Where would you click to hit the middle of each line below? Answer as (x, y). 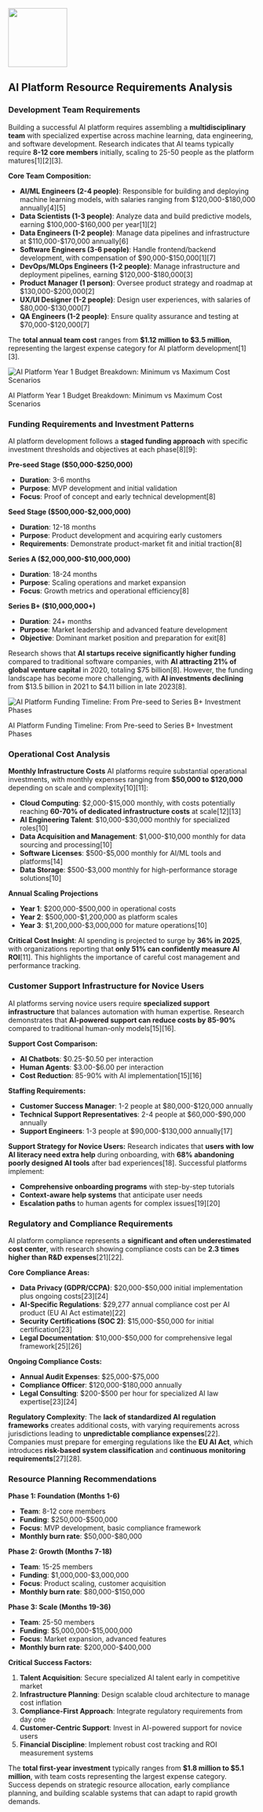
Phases (20, 733)
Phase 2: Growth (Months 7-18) (60, 1552)
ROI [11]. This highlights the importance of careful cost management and (124, 957)
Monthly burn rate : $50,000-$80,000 (81, 1536)
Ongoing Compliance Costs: (55, 1361)
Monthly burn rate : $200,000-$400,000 (85, 1647)
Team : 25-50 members (57, 1623)
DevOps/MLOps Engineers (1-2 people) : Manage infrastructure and (130, 266)
